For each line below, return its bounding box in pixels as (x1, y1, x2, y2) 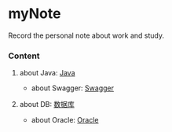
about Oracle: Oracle (31, 115, 99, 125)
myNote (8, 5, 61, 23)
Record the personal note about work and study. (8, 31, 165, 40)
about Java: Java (19, 68, 76, 78)
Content (8, 50, 41, 61)
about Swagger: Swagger (31, 83, 114, 93)
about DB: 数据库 (19, 100, 75, 109)
